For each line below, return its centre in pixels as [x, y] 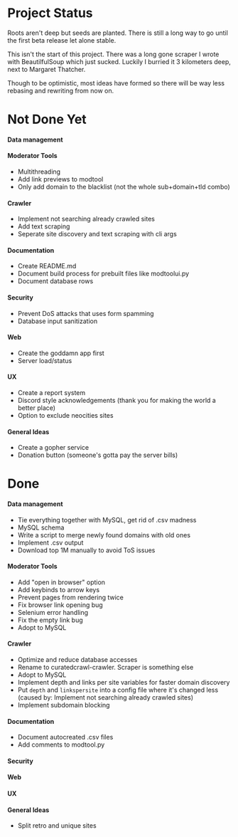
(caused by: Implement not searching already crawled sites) [106, 697]
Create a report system [52, 392]
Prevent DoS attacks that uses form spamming [86, 313]
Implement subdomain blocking [64, 705]
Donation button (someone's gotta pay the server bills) [98, 455]
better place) [36, 408]
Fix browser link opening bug [60, 605]
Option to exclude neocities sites [65, 415]
